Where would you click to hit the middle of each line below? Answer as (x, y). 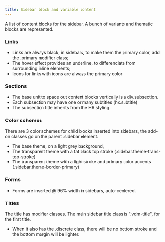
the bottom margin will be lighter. (46, 234)
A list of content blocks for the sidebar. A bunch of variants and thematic (79, 24)
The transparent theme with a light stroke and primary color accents (82, 161)
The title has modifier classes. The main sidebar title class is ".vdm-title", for (82, 214)
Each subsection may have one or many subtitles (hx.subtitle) (75, 102)
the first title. (18, 219)
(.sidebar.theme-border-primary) (46, 167)
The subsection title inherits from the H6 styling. (61, 108)
